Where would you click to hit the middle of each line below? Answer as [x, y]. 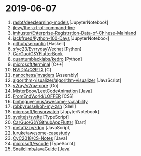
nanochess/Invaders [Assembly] [46, 75]
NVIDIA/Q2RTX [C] [32, 69]
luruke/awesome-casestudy [41, 133]
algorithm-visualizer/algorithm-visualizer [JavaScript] [67, 80]
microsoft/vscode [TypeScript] [44, 143]
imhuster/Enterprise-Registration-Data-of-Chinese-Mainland [74, 33]
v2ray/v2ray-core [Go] [35, 85]
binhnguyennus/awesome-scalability [50, 101]
